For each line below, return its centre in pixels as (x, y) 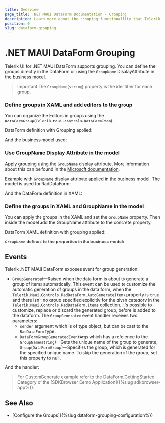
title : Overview (22, 10)
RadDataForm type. (38, 331)
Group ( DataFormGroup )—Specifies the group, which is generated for (87, 347)
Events (16, 257)
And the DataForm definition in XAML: (44, 193)
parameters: (25, 321)
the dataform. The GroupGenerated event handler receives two (75, 315)
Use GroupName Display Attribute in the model (62, 153)
